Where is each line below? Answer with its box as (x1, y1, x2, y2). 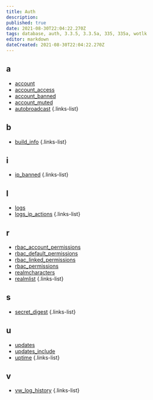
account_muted (14, 99, 53, 106)
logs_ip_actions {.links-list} (14, 211, 81, 218)
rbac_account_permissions (14, 243, 81, 251)
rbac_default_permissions (14, 249, 78, 257)
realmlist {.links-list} (14, 275, 64, 282)
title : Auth (6, 8, 36, 15)
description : (6, 14, 39, 20)
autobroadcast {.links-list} (14, 105, 79, 112)
